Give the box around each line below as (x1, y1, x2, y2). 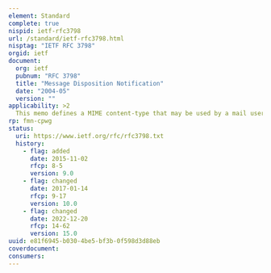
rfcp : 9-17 (29, 191, 67, 200)
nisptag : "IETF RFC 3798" (8, 42, 95, 50)
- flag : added (23, 147, 70, 155)
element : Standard (8, 11, 70, 20)
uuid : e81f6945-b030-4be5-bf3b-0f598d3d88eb (8, 237, 161, 246)
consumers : (8, 252, 45, 260)
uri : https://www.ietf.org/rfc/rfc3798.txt (15, 132, 164, 140)
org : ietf (15, 65, 48, 73)
